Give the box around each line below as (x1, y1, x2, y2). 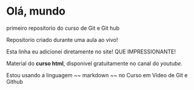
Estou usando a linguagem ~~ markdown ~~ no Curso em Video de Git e (6, 71, 188, 78)
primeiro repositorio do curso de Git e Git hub (6, 24, 120, 32)
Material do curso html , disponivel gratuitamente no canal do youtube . (6, 60, 183, 67)
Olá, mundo (6, 4, 65, 18)
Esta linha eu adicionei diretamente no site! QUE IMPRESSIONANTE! (6, 47, 176, 55)
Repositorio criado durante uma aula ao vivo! (6, 36, 118, 43)
